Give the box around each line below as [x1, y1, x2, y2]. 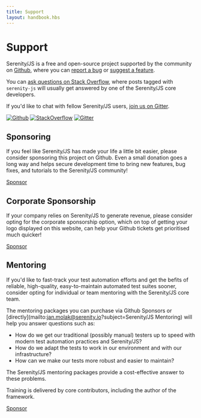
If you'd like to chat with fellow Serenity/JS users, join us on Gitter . [6, 103, 170, 110]
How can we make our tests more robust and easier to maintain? [14, 357, 175, 364]
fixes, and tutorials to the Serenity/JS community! [6, 167, 128, 174]
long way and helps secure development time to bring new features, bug [6, 161, 186, 168]
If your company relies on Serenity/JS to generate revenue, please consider [6, 212, 193, 220]
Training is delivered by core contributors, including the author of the [6, 386, 177, 394]
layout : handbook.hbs [6, 14, 61, 20]
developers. [6, 91, 36, 98]
